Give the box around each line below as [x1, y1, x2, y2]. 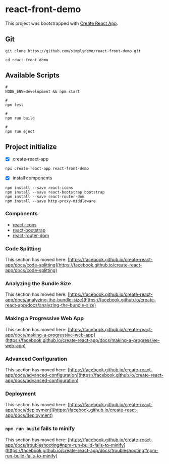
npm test [5, 102, 24, 107]
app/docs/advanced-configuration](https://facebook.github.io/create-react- [5, 372, 164, 378]
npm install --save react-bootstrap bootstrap [5, 189, 105, 195]
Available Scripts [5, 71, 60, 80]
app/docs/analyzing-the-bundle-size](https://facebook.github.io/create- [5, 297, 156, 303]
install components [12, 175, 52, 181]
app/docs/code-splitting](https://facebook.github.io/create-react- [5, 262, 142, 268]
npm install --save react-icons [5, 185, 73, 190]
